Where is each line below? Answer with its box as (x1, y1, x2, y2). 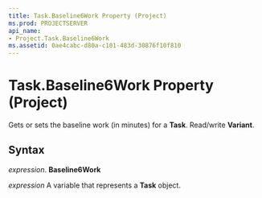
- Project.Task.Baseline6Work (8, 34, 110, 43)
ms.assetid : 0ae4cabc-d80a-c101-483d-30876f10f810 (8, 42, 182, 50)
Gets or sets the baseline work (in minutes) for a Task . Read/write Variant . (8, 120, 255, 130)
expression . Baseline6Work (8, 164, 101, 174)
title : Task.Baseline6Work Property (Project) (8, 11, 167, 20)
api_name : (8, 27, 42, 35)
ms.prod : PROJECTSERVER (8, 19, 88, 27)
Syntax (8, 143, 45, 157)
